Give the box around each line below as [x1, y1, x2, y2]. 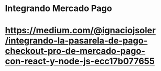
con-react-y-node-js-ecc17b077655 [5, 56, 155, 67]
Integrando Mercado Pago [5, 3, 113, 14]
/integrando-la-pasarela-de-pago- [5, 35, 148, 46]
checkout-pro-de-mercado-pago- [5, 45, 145, 57]
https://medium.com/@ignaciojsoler [5, 25, 156, 36]
